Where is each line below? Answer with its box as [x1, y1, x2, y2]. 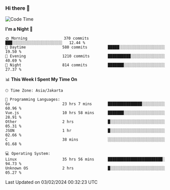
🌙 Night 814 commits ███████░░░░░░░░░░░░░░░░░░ [5, 63, 165, 68]
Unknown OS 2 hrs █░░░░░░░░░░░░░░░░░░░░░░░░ [5, 166, 165, 171]
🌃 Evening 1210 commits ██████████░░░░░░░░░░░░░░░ [5, 53, 165, 59]
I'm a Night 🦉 [5, 26, 33, 32]
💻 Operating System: [5, 151, 51, 156]
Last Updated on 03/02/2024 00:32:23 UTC [5, 179, 98, 185]
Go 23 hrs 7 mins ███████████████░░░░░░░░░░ [5, 101, 165, 106]
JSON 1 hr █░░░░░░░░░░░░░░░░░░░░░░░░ [5, 128, 165, 133]
